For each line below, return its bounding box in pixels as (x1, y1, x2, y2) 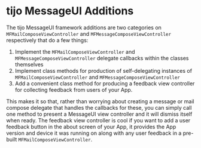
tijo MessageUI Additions (6, 4, 134, 18)
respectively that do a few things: (6, 36, 89, 44)
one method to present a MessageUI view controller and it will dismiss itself (6, 110, 193, 118)
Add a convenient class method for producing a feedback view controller (14, 79, 195, 87)
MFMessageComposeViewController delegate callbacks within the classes (14, 54, 189, 61)
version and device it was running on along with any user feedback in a (6, 129, 182, 137)
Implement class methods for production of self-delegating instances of (14, 67, 193, 74)
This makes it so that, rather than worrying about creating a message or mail (6, 97, 194, 105)
